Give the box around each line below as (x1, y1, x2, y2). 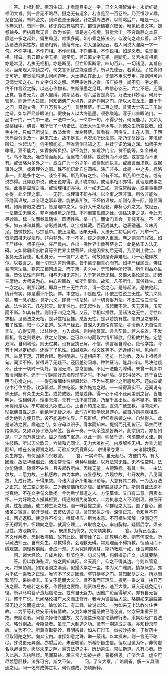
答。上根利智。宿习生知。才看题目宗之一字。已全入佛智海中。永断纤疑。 (13, 4, 162, 10)
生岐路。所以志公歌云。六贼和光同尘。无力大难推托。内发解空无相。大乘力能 (5, 440, 162, 446)
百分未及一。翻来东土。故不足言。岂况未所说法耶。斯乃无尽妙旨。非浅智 (13, 135, 162, 141)
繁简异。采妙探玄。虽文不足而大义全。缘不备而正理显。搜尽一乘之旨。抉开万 (5, 577, 162, 583)
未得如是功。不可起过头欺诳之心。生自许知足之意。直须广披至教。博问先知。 (5, 403, 162, 408)
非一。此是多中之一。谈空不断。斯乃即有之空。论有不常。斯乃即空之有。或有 (5, 172, 162, 178)
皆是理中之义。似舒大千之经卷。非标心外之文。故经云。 (48, 204, 162, 209)
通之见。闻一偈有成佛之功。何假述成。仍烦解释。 (5, 665, 105, 670)
